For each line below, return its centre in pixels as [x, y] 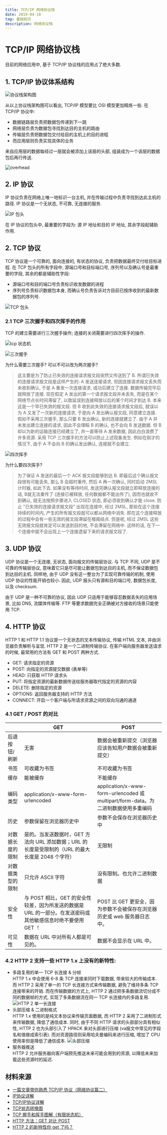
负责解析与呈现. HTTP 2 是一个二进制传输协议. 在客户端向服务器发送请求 [88, 646]
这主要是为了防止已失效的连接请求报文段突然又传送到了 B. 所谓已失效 [88, 375]
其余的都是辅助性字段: [47, 273]
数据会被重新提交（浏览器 [127, 740]
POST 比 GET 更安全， [124, 902]
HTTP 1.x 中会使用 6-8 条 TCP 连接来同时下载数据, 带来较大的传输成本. [84, 979]
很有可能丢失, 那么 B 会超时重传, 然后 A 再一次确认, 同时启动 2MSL [90, 481]
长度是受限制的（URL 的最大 [57, 849]
